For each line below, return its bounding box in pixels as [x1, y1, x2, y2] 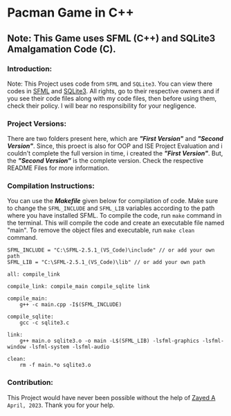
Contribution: [7, 378, 54, 388]
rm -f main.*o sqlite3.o [19, 361, 91, 369]
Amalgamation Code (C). [7, 43, 116, 55]
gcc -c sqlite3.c [19, 319, 70, 326]
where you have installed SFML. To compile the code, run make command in [7, 211, 222, 220]
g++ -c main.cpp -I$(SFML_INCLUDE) [19, 301, 122, 308]
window [7, 343, 26, 350]
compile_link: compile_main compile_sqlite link [7, 283, 150, 290]
